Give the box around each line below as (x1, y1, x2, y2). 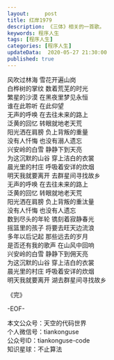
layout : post (7, 10, 58, 17)
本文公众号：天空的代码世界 (7, 318, 87, 327)
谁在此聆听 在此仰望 (7, 102, 64, 110)
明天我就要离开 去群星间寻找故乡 (7, 171, 101, 180)
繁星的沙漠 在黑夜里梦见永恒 (7, 93, 88, 101)
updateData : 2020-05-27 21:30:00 (7, 49, 108, 56)
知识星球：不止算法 (7, 345, 63, 353)
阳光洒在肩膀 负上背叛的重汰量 (7, 197, 95, 205)
